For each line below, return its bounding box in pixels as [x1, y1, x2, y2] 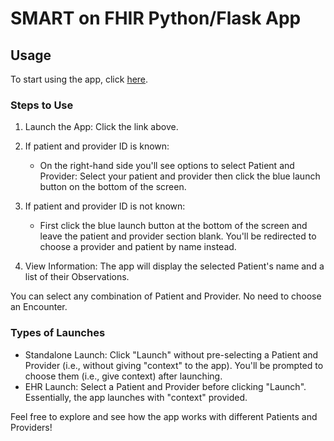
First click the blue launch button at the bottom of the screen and [39, 220, 308, 232]
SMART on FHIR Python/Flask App [10, 7, 302, 30]
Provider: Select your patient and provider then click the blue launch [39, 170, 321, 182]
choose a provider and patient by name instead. [39, 241, 237, 253]
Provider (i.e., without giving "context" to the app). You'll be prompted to [24, 359, 324, 371]
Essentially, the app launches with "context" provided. [24, 391, 248, 403]
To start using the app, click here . [10, 73, 149, 85]
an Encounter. [10, 301, 68, 313]
